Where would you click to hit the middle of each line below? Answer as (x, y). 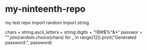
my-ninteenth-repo (45, 9)
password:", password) (29, 42)
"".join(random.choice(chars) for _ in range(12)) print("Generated (71, 37)
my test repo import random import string (47, 23)
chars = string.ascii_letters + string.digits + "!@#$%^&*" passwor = (74, 32)
